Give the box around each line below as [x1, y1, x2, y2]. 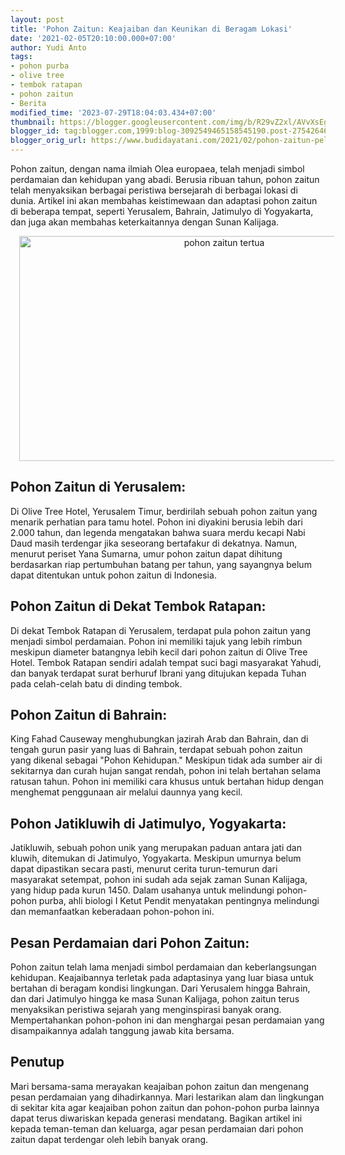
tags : [10, 52, 33, 62]
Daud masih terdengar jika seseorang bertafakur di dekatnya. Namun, [10, 537, 298, 549]
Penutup [10, 1054, 65, 1071]
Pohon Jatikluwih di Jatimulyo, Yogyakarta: [10, 815, 287, 832]
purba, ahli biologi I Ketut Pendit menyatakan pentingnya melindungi [38, 895, 320, 907]
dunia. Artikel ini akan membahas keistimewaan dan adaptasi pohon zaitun [10, 195, 318, 206]
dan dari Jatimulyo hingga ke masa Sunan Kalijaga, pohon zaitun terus [10, 993, 300, 1005]
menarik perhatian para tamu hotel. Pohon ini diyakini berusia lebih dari [10, 516, 303, 528]
